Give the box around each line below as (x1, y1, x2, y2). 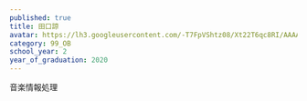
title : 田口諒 (9, 22, 59, 31)
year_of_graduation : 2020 (9, 56, 108, 65)
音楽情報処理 (9, 82, 58, 92)
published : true (9, 13, 71, 23)
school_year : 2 (9, 47, 68, 56)
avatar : (9, 30, 39, 39)
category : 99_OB (9, 38, 71, 48)
